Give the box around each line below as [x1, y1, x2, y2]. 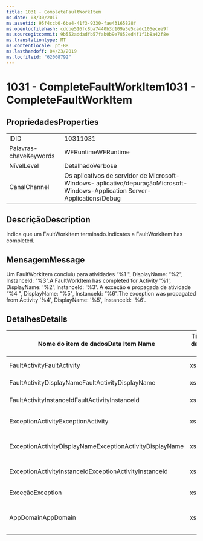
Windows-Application [64, 186, 127, 194]
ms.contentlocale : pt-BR [6, 43, 69, 49]
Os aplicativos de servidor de [64, 171, 147, 179]
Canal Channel [9, 182, 50, 191]
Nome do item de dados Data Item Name [37, 340, 155, 348]
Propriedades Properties [6, 117, 99, 127]
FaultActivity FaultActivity [9, 361, 80, 370]
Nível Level [9, 161, 39, 170]
